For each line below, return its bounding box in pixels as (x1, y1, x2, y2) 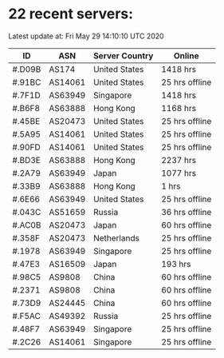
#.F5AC (12, 310, 41, 321)
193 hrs (160, 258, 191, 269)
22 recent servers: (8, 5, 134, 23)
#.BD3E (12, 154, 41, 165)
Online (173, 50, 199, 61)
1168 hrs (160, 102, 197, 113)
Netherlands (92, 233, 140, 244)
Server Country (92, 50, 154, 61)
